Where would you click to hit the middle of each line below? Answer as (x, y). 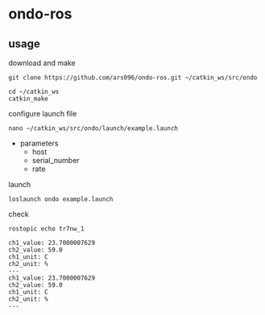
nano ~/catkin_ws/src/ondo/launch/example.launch (93, 129)
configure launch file (43, 114)
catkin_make (28, 99)
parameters (39, 143)
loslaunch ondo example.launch (61, 199)
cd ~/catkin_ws (34, 92)
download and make (42, 63)
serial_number (56, 160)
